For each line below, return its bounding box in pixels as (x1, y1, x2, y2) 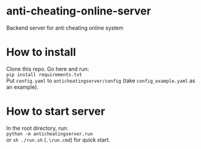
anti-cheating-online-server (6, 4, 152, 18)
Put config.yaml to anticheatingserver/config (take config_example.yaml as (6, 77, 196, 84)
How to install (6, 45, 77, 59)
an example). (6, 83, 39, 90)
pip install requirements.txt (6, 71, 83, 78)
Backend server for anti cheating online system (6, 24, 124, 31)
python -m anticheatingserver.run (6, 131, 94, 137)
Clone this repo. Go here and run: (6, 65, 89, 72)
